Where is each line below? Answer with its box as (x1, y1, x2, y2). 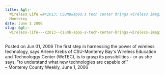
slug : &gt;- (5, 25, 29, 30)
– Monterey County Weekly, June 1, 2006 (5, 64, 88, 70)
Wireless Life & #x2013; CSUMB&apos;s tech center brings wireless (9, 12, 148, 17)
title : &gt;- (5, 7, 32, 12)
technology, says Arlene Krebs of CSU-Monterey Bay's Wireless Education (5, 49, 156, 54)
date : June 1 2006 (5, 21, 43, 26)
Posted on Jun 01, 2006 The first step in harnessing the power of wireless (5, 44, 155, 49)
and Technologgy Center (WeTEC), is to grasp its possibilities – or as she (5, 54, 152, 59)
